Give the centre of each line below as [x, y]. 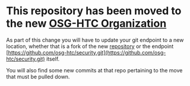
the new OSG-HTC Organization [86, 23]
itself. [53, 59]
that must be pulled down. [38, 77]
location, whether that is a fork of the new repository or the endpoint [90, 46]
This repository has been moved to [94, 11]
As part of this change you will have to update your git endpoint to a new [95, 40]
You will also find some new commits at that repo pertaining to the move [94, 70]
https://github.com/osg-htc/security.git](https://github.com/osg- [87, 52]
